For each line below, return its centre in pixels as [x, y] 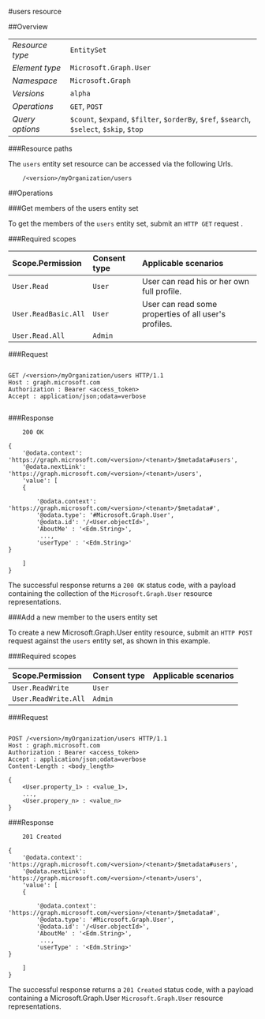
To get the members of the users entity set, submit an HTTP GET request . [125, 223]
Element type [37, 68]
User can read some [179, 304]
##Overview [28, 26]
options [26, 129]
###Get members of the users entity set [73, 208]
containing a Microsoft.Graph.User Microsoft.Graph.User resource [116, 998]
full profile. [162, 291]
